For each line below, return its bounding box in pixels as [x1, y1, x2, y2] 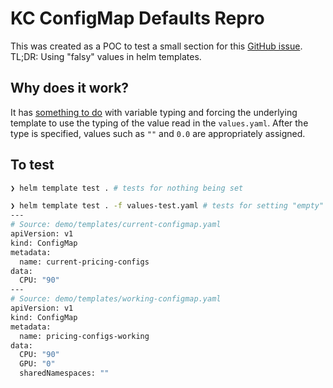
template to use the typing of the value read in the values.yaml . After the [10, 117, 309, 129]
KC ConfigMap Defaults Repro [10, 7, 265, 30]
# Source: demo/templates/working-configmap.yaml [10, 294, 222, 304]
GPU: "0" [19, 359, 56, 369]
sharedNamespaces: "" [19, 368, 110, 379]
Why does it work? [10, 80, 130, 97]
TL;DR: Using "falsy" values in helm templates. [10, 50, 202, 62]
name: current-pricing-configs [19, 257, 150, 267]
